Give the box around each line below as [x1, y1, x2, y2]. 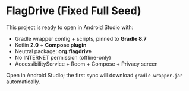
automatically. [6, 78, 40, 85]
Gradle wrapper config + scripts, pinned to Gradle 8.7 [14, 35, 147, 42]
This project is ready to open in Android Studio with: [6, 24, 134, 31]
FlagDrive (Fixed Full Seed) [6, 4, 141, 18]
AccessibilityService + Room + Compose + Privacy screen [14, 60, 158, 67]
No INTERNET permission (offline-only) [14, 54, 111, 61]
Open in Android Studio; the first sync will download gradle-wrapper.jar [6, 71, 183, 79]
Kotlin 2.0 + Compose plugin [14, 41, 87, 48]
